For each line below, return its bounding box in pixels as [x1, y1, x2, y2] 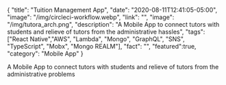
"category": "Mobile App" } [7, 49, 84, 58]
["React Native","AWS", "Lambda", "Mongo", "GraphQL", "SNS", [7, 35, 185, 43]
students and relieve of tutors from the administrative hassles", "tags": [7, 27, 205, 36]
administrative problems [7, 70, 75, 78]
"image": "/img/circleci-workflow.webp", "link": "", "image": [7, 13, 175, 21]
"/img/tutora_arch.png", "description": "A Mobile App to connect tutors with [7, 21, 220, 28]
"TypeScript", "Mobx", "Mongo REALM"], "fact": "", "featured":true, [7, 42, 197, 50]
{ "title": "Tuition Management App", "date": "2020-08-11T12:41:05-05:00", [7, 6, 218, 14]
